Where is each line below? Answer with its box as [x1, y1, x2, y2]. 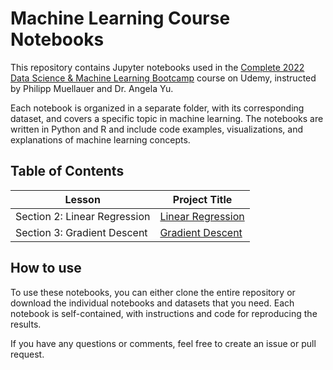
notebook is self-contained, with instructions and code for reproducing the [10, 307, 318, 319]
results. [10, 318, 42, 330]
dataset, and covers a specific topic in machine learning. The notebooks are [10, 112, 324, 124]
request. [10, 348, 45, 360]
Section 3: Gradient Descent [15, 225, 148, 239]
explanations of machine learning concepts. [10, 133, 191, 146]
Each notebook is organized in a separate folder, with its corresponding [10, 102, 305, 114]
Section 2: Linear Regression [15, 209, 151, 223]
